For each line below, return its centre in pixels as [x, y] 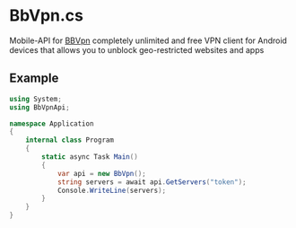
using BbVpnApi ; [39, 107]
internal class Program [70, 140]
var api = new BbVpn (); [101, 173]
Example [34, 79]
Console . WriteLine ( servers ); [112, 190]
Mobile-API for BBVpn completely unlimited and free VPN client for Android [148, 40]
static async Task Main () [90, 157]
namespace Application [52, 123]
